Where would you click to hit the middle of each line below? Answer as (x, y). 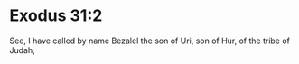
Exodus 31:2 (56, 16)
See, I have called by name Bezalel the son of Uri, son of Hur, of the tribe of (150, 41)
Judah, (23, 50)
